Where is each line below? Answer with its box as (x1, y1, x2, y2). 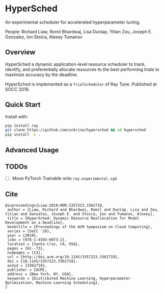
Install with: (5, 113, 28, 119)
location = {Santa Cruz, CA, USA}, (7, 241, 80, 247)
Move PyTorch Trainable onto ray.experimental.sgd (12, 175, 117, 182)
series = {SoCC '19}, (7, 229, 52, 234)
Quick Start (5, 101, 41, 109)
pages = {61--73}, (7, 246, 45, 251)
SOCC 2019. (5, 86, 30, 92)
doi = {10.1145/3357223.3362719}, (7, 259, 78, 264)
